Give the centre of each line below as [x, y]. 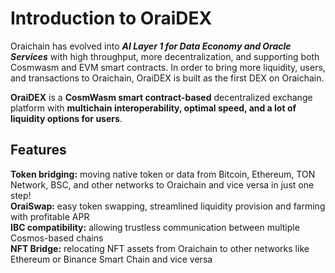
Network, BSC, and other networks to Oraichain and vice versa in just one [162, 184]
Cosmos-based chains [57, 238]
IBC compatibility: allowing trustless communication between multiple [155, 227]
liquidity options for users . [66, 118]
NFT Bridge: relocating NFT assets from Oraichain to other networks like [160, 248]
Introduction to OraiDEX [111, 18]
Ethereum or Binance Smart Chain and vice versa [111, 259]
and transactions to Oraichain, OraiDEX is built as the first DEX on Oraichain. [167, 78]
